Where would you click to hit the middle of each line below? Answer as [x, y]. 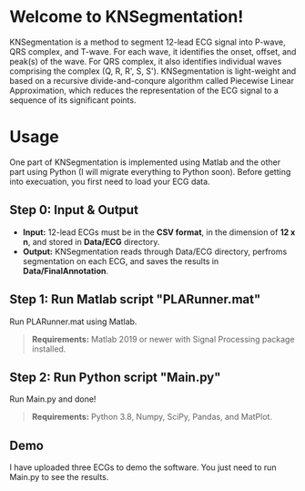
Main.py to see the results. [59, 477]
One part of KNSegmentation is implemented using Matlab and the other [145, 162]
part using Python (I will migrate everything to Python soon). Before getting [150, 171]
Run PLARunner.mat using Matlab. [73, 322]
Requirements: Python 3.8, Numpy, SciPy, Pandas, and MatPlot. [152, 417]
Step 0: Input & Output [74, 210]
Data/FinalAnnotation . [66, 271]
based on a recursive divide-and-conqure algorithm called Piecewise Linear [152, 80]
